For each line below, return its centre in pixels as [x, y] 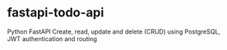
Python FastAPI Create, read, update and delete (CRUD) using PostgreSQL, [114, 32]
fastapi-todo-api [56, 13]
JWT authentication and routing [52, 38]
